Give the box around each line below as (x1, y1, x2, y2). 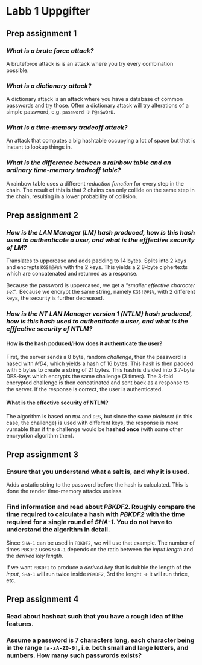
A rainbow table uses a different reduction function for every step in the (6, 180, 184, 187)
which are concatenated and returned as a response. (6, 270, 138, 277)
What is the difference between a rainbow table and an (6, 158, 171, 167)
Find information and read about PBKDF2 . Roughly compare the (6, 503, 196, 511)
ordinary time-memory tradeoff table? (6, 166, 122, 175)
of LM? (6, 244, 27, 252)
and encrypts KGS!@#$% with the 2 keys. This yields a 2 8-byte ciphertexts (6, 264, 188, 271)
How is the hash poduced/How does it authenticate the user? (6, 340, 163, 347)
